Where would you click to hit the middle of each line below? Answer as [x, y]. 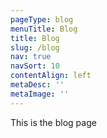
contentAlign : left [51, 76]
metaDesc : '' [37, 85]
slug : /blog [35, 47]
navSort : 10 [35, 66]
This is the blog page [53, 122]
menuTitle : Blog [44, 29]
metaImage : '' [40, 94]
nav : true [31, 57]
